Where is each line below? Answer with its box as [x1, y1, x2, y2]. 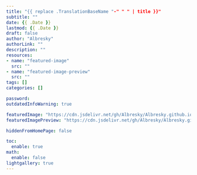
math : [6, 149, 19, 156]
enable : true [11, 144, 43, 150]
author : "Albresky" [6, 36, 54, 42]
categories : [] [6, 85, 43, 91]
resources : [6, 52, 33, 58]
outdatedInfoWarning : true [6, 101, 72, 107]
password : [6, 96, 30, 102]
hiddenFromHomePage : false [6, 127, 72, 134]
